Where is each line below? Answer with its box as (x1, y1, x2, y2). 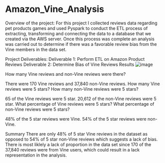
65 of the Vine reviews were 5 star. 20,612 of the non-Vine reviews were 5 (5, 96, 157, 102)
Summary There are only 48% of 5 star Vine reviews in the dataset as (5, 131, 148, 137)
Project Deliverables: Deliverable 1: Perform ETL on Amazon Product (5, 56, 145, 62)
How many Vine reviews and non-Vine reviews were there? (5, 71, 126, 77)
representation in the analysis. (5, 152, 67, 158)
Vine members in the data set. (5, 46, 67, 52)
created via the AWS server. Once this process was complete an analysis (5, 36, 155, 42)
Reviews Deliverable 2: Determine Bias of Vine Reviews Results (5, 61, 134, 67)
